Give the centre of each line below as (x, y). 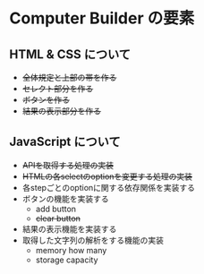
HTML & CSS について (70, 54)
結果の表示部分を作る (61, 111)
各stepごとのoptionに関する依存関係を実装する (108, 187)
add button (56, 209)
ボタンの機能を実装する (65, 199)
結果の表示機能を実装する (69, 228)
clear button (58, 218)
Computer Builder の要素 (102, 18)
